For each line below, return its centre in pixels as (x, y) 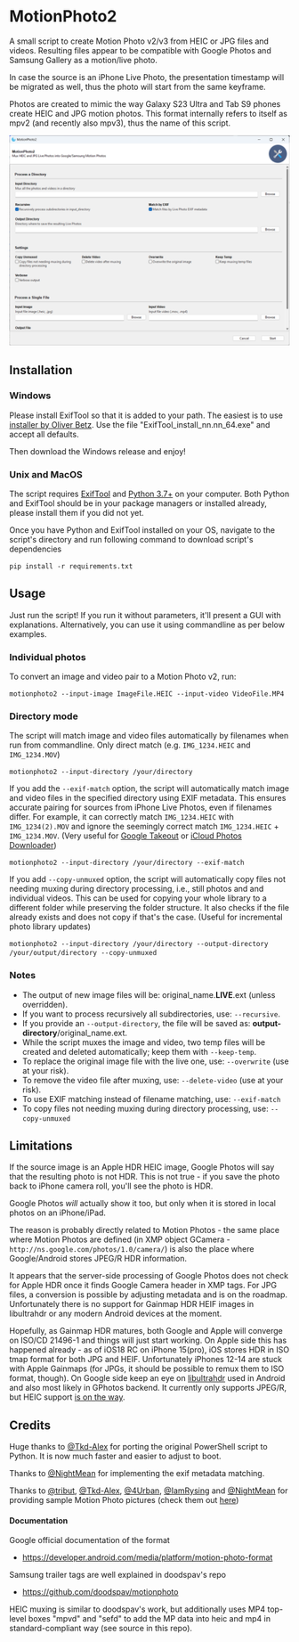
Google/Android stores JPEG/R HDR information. (98, 1259)
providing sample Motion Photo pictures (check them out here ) (124, 1500)
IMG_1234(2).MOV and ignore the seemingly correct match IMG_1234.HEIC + (144, 827)
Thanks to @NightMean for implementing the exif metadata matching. (137, 1474)
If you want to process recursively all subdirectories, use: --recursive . (151, 1014)
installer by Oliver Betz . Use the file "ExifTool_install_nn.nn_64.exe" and (140, 424)
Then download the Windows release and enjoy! (98, 451)
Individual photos (48, 657)
